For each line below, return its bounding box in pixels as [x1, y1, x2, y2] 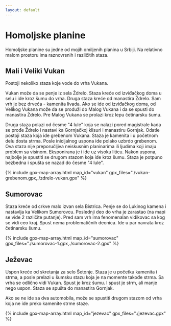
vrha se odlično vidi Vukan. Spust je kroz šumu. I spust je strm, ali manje [5, 280, 157, 286]
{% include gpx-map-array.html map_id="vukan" [5, 170, 108, 176]
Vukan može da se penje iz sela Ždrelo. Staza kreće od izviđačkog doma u [5, 90, 162, 96]
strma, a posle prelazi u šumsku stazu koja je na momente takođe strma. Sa [5, 274, 164, 280]
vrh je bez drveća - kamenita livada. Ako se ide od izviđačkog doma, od [5, 101, 156, 107]
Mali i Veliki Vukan [5, 66, 65, 75]
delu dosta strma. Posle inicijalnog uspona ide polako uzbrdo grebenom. [5, 138, 157, 144]
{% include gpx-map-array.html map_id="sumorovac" [5, 235, 119, 241]
